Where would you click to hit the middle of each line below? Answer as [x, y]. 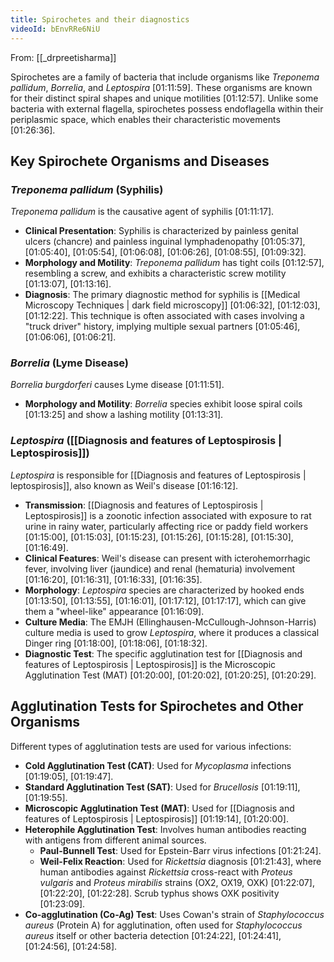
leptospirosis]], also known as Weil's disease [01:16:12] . [124, 485]
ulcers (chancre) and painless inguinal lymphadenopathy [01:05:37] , [165, 242]
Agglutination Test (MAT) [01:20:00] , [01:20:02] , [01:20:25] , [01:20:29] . [170, 675]
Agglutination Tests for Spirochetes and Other [157, 706]
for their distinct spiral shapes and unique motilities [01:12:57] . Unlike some [164, 98]
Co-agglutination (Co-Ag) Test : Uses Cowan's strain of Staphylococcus [174, 914]
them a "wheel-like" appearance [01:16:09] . [114, 611]
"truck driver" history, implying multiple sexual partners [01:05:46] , [162, 327]
